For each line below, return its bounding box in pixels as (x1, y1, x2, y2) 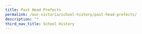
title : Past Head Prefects (5, 7, 61, 12)
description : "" (5, 16, 39, 21)
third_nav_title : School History (5, 21, 75, 26)
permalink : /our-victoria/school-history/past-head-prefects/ (5, 12, 137, 17)
